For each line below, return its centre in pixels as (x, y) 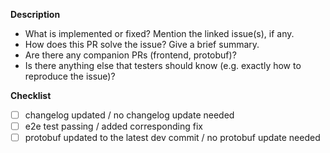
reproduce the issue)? (70, 76)
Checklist (31, 95)
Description (35, 14)
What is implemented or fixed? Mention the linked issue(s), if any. (159, 33)
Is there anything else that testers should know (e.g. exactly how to (163, 65)
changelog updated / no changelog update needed (129, 115)
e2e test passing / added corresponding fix (113, 126)
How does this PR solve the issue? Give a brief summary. (142, 44)
